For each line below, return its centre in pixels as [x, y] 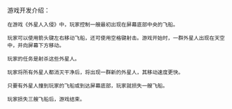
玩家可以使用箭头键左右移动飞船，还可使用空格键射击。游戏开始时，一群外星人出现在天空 [116, 38]
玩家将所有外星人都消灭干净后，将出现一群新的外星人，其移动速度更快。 [95, 72]
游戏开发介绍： [29, 10]
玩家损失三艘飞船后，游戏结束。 [46, 99]
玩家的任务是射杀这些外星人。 [44, 59]
